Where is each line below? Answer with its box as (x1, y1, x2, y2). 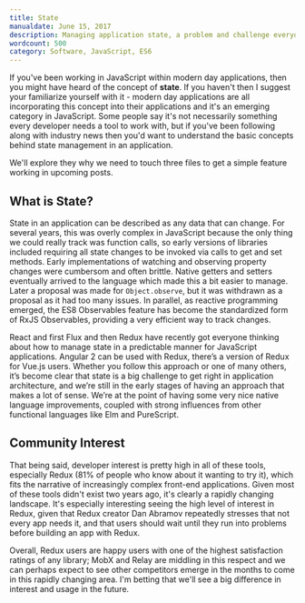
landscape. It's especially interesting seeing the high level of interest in (9, 497, 275, 509)
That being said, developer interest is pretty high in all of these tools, (9, 459, 266, 470)
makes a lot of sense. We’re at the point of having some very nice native (9, 389, 280, 400)
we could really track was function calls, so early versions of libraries (9, 236, 268, 247)
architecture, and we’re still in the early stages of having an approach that (9, 379, 285, 391)
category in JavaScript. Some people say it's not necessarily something (9, 111, 278, 122)
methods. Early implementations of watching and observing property (9, 256, 267, 266)
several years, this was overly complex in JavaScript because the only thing (9, 226, 293, 237)
